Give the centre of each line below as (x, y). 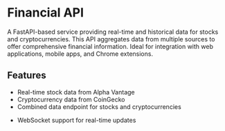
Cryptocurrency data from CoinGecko (71, 99)
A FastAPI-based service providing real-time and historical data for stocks (113, 32)
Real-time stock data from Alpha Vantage (76, 92)
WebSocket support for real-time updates (76, 120)
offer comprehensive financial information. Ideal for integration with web (110, 46)
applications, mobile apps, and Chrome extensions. (80, 54)
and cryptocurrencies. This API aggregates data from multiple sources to (111, 39)
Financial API (46, 13)
